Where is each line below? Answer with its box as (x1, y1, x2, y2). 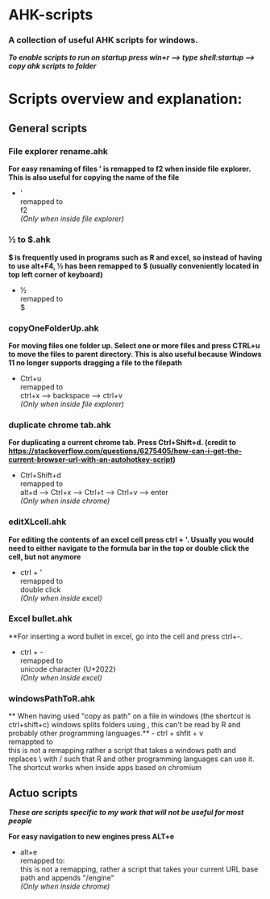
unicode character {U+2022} (19, 664, 117, 674)
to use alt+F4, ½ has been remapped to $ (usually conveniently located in (8, 260, 260, 271)
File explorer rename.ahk (8, 145, 109, 156)
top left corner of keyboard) (8, 269, 103, 279)
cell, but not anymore (8, 551, 81, 561)
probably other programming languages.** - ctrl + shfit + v (8, 728, 204, 739)
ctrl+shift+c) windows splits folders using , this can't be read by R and (8, 720, 241, 730)
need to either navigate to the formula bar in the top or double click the (8, 543, 250, 553)
